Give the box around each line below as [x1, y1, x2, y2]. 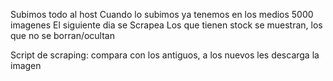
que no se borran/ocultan [10, 30, 115, 41]
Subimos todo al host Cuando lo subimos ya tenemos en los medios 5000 [10, 9, 314, 20]
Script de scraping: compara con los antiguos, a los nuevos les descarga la [10, 49, 320, 61]
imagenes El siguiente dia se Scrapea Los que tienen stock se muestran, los [10, 19, 323, 31]
